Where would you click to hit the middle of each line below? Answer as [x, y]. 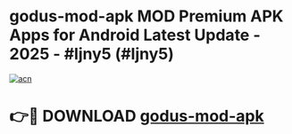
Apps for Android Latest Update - [135, 35]
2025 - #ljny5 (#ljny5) [92, 54]
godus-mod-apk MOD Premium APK [146, 16]
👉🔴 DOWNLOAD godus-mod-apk [137, 116]
